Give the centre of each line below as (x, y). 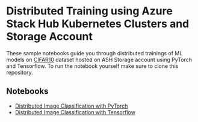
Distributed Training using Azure (89, 11)
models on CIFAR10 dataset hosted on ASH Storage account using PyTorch (99, 59)
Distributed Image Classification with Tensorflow (75, 112)
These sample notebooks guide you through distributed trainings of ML (94, 53)
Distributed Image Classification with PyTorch (71, 106)
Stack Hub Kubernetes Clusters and (98, 24)
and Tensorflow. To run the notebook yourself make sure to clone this (92, 66)
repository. (20, 72)
